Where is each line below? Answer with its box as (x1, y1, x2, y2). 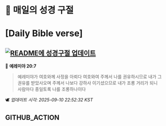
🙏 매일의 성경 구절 (5, 4, 74, 16)
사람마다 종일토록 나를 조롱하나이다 (17, 86, 86, 92)
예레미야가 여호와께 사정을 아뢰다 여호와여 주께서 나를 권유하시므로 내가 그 (17, 73, 162, 80)
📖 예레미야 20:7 (5, 63, 36, 69)
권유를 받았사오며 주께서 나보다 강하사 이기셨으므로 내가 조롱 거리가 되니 (17, 80, 158, 86)
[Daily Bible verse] (5, 28, 83, 39)
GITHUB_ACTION (5, 113, 60, 121)
